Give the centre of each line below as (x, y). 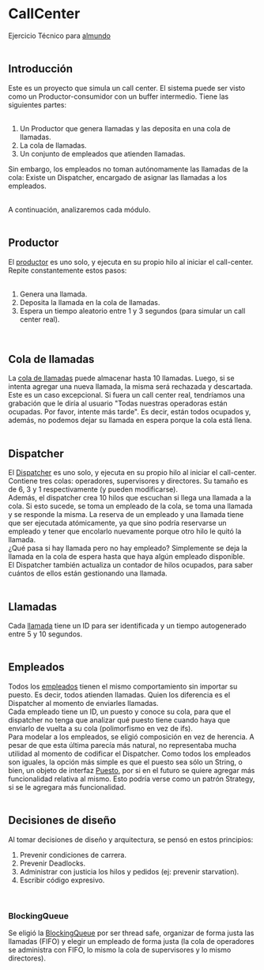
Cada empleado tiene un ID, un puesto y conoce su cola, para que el (120, 711)
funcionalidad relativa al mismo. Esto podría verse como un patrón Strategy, (132, 779)
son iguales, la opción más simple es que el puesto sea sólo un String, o (125, 762)
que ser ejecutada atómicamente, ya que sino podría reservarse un (117, 523)
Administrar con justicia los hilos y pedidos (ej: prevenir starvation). (129, 871)
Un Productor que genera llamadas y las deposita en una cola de (125, 128)
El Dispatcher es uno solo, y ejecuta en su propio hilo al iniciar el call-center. (132, 473)
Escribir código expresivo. (62, 880)
